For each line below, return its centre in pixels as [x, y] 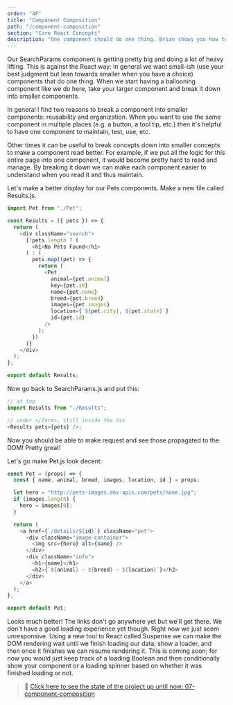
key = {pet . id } [70, 285]
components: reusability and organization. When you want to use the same [114, 117]
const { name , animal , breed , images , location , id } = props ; [106, 480]
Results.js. [22, 196]
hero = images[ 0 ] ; [46, 506]
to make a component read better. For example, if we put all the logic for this [116, 153]
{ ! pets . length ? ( [52, 240]
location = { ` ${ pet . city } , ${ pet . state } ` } [110, 311]
